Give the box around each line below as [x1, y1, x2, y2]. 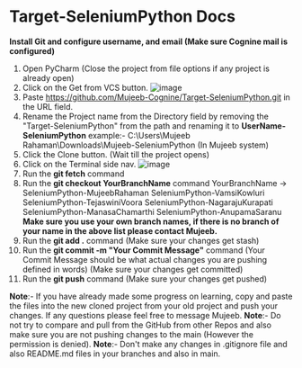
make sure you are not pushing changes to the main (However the [9, 328, 254, 339]
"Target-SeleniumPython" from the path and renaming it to [22, 120, 240, 131]
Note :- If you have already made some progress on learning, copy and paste [9, 291, 293, 301]
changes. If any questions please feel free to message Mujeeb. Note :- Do [9, 310, 281, 320]
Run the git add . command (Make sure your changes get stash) [22, 235, 260, 246]
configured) [9, 45, 56, 56]
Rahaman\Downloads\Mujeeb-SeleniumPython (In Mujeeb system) [22, 139, 270, 150]
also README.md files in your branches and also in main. [9, 348, 221, 359]
